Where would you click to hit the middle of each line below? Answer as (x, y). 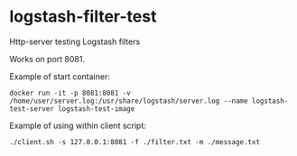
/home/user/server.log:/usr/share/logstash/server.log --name (129, 101)
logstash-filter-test (83, 17)
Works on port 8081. (47, 59)
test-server (32, 109)
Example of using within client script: (78, 125)
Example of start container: (60, 76)
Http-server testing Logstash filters (75, 41)
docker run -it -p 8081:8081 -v (70, 93)
